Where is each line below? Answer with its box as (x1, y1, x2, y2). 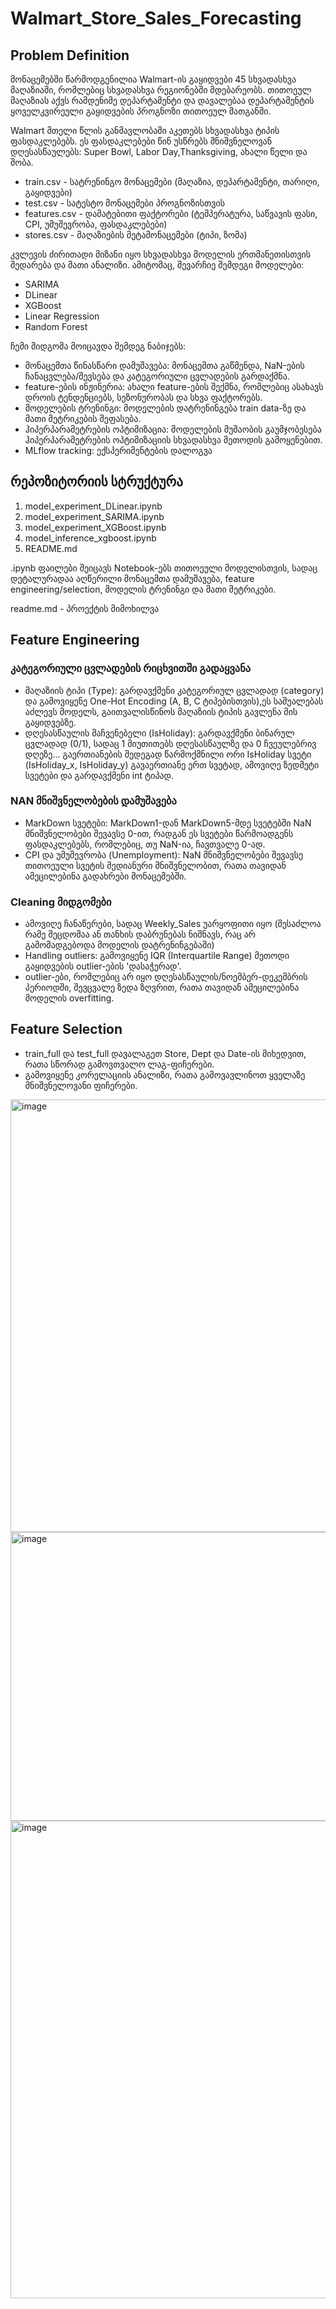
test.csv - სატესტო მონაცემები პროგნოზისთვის (24, 197, 226, 209)
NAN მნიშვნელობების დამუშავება (10, 794, 177, 808)
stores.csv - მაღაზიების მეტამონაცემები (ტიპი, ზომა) (24, 229, 248, 241)
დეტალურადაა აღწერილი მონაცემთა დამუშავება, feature (10, 572, 255, 584)
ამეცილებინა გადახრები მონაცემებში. (24, 870, 187, 882)
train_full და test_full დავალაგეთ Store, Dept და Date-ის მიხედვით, (24, 1047, 307, 1059)
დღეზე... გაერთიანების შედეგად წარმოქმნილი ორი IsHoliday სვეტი (24, 748, 312, 760)
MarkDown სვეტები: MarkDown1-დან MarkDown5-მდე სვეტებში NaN (24, 817, 312, 829)
